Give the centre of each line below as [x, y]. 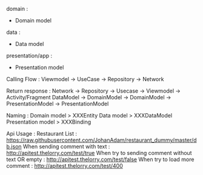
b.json [14, 147]
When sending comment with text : [67, 147]
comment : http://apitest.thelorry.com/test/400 [65, 166]
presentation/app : [29, 56]
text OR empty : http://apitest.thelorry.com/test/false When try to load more [100, 159]
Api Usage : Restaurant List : [42, 134]
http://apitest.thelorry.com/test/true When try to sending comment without [99, 153]
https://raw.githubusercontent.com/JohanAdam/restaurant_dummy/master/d [101, 140]
